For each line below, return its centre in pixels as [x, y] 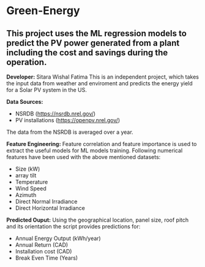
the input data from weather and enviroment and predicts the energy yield [99, 83]
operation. [27, 62]
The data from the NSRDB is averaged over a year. [70, 132]
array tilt [26, 175]
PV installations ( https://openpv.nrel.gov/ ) [68, 120]
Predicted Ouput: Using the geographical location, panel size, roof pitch [98, 220]
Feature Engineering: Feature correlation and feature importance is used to [102, 144]
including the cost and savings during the [87, 52]
